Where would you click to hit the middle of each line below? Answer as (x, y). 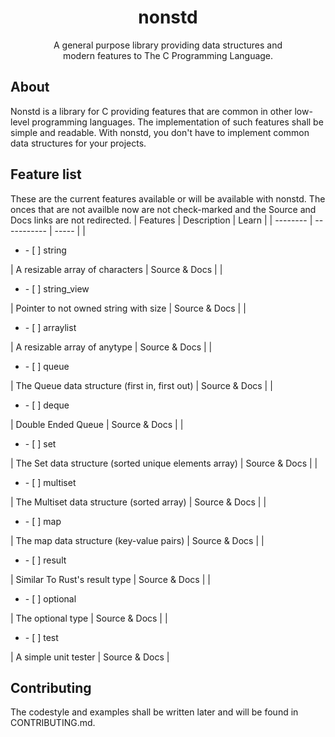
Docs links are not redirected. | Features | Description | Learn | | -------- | (161, 220)
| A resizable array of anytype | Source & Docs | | (111, 347)
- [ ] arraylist (50, 327)
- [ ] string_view (57, 288)
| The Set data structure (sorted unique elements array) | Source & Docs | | (164, 463)
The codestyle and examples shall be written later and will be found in (154, 712)
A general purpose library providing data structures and (168, 45)
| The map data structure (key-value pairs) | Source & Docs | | (137, 540)
